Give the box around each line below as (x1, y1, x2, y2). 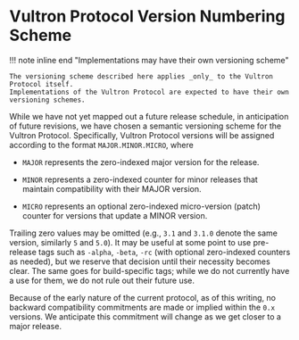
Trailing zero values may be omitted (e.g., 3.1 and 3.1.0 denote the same (9, 228, 278, 238)
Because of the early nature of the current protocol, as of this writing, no (9, 292, 277, 303)
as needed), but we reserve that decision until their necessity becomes (9, 256, 270, 267)
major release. (9, 320, 62, 331)
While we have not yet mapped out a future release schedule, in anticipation (9, 111, 289, 121)
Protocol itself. (9, 79, 74, 88)
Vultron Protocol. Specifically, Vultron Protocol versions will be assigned (9, 129, 275, 140)
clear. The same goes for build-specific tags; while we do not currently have (9, 265, 290, 276)
